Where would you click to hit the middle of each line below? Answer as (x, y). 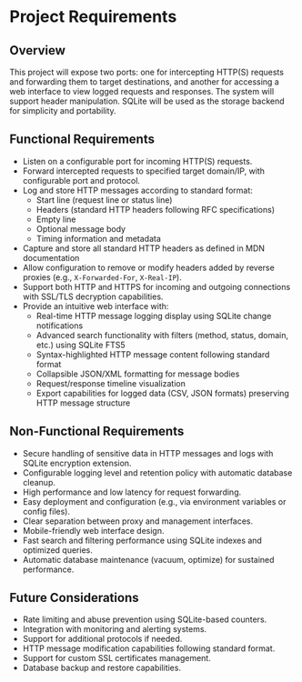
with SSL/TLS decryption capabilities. (93, 296)
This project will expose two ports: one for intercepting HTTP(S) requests (147, 72)
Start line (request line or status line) (104, 200)
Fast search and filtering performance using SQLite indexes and (142, 540)
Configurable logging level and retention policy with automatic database (157, 472)
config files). (46, 511)
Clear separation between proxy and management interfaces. (138, 521)
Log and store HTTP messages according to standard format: (137, 190)
